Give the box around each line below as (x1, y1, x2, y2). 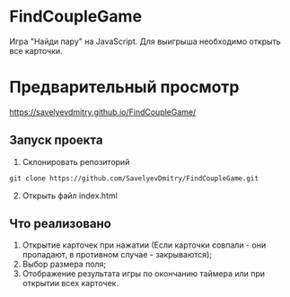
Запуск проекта (9, 133, 103, 148)
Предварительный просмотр (9, 77, 240, 98)
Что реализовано (9, 215, 112, 231)
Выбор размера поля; (22, 258, 107, 270)
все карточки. (9, 45, 63, 56)
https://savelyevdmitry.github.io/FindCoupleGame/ (9, 106, 197, 118)
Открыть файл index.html (22, 190, 119, 201)
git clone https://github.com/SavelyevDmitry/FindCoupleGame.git (9, 173, 259, 183)
